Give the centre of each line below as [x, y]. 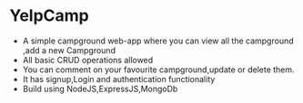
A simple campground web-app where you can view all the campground [158, 41]
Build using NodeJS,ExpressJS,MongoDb [100, 89]
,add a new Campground [69, 50]
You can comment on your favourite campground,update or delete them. [158, 70]
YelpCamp [49, 16]
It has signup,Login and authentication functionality [119, 79]
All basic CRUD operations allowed [88, 60]
